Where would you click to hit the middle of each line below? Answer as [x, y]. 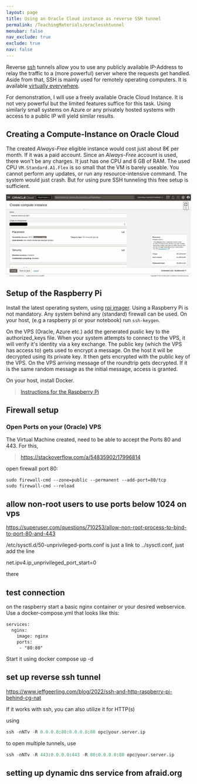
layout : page [22, 12]
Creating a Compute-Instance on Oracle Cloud [93, 134]
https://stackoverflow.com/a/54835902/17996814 [80, 457]
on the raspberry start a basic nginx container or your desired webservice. [96, 607]
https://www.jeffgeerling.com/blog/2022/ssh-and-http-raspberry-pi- [89, 691]
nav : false [19, 50]
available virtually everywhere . [43, 86]
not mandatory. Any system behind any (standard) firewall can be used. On [97, 314]
